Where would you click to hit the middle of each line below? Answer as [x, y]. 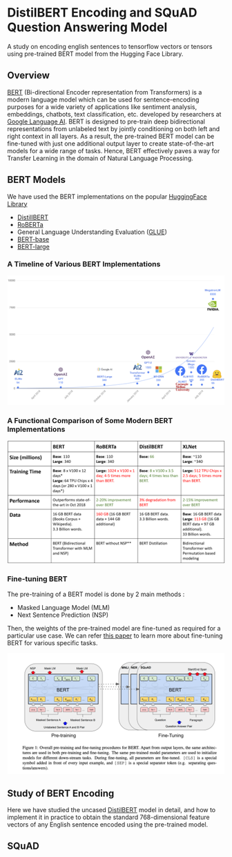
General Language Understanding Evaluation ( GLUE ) [92, 232]
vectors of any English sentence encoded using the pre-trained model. [108, 825]
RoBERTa [30, 224]
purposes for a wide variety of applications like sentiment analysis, [102, 107]
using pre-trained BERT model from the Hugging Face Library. [95, 54]
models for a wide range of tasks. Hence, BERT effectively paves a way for [114, 150]
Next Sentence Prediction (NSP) [63, 615]
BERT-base [33, 239]
